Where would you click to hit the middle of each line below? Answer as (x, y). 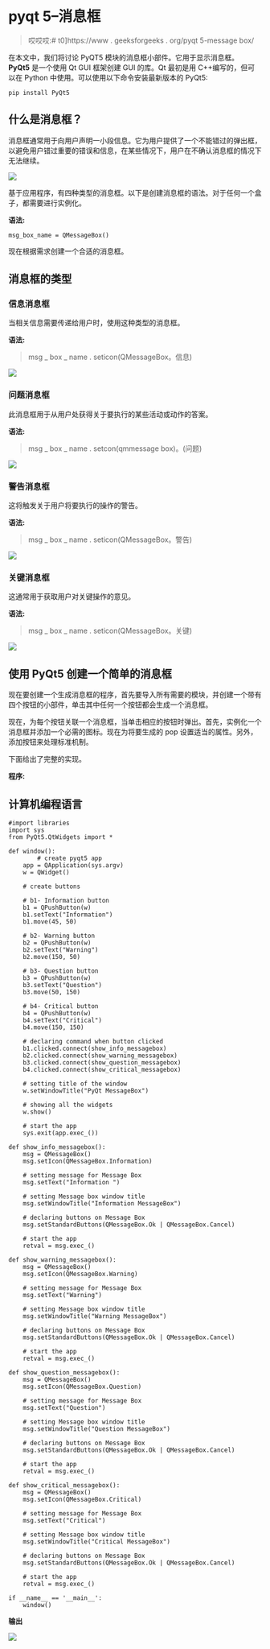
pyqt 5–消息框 (55, 17)
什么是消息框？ (45, 120)
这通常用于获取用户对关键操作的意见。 (72, 597)
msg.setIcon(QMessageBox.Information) (88, 1161)
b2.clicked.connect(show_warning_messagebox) (100, 1056)
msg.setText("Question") (64, 1407)
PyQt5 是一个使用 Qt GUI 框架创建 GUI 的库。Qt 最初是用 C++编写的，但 (128, 67)
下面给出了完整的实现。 (47, 759)
